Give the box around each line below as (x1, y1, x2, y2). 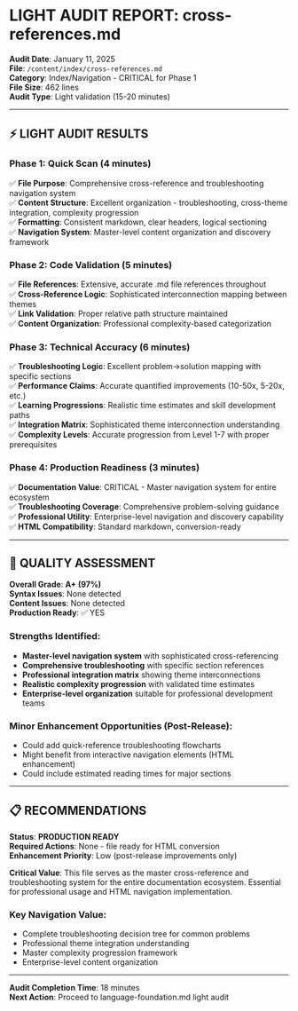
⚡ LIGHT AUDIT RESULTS (9, 126, 149, 142)
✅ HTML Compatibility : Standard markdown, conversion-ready (9, 521, 241, 532)
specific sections (9, 371, 72, 382)
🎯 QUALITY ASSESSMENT (9, 556, 156, 571)
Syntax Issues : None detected (9, 588, 122, 599)
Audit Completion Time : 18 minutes (9, 983, 140, 993)
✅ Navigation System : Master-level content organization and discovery (9, 226, 271, 237)
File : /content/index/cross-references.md (9, 63, 162, 74)
